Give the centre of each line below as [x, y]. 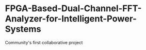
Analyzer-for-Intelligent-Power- [71, 19]
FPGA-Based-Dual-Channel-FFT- [73, 8]
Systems [23, 29]
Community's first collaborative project [44, 42]
